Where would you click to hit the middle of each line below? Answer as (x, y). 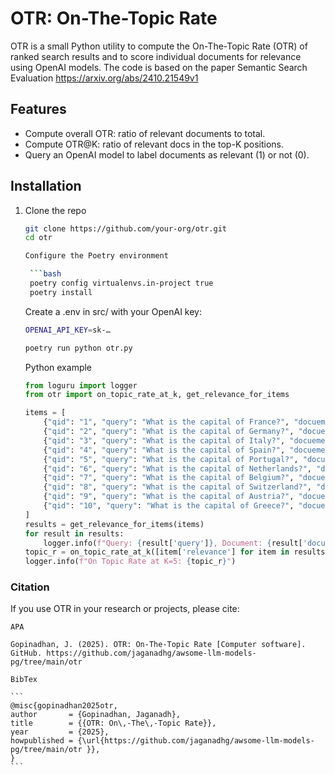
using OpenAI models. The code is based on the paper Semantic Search (159, 67)
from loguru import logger (81, 385)
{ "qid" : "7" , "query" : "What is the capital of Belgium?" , (169, 478)
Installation (46, 186)
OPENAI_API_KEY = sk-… (67, 330)
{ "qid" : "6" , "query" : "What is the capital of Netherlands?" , (178, 468)
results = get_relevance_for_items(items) (114, 524)
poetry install (61, 292)
